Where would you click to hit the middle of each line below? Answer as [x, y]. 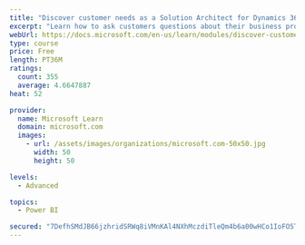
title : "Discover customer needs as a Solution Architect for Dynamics [148, 18]
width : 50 [52, 152]
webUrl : [24, 34]
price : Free [32, 52]
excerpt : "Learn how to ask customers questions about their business [146, 26]
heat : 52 [26, 93]
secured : [26, 227]
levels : [24, 177]
